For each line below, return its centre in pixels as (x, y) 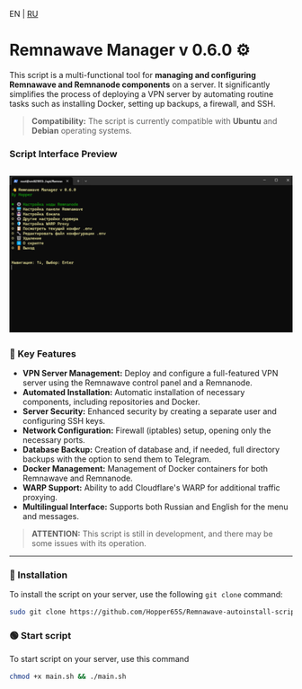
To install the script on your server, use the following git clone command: (146, 595)
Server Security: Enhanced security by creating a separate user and (149, 411)
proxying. (40, 498)
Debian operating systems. (81, 130)
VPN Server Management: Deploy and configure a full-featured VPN (150, 374)
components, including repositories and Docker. (111, 402)
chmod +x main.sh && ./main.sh (68, 676)
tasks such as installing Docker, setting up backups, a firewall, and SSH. (142, 103)
